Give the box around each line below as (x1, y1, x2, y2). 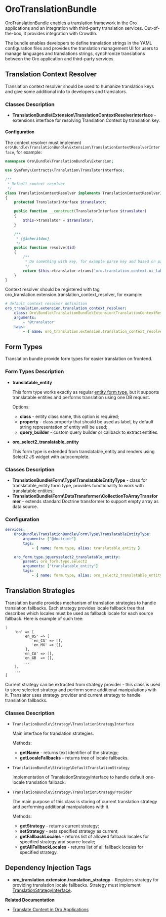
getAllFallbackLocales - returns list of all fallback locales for (19, 844, 144, 850)
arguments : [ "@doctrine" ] (23, 536, 77, 541)
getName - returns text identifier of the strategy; (19, 750, 119, 756)
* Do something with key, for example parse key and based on (25, 259, 156, 264)
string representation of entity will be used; (19, 424, 108, 430)
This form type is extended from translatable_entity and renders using (12, 448, 155, 454)
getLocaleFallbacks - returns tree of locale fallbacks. (19, 755, 129, 761)
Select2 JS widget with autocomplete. (12, 454, 90, 459)
